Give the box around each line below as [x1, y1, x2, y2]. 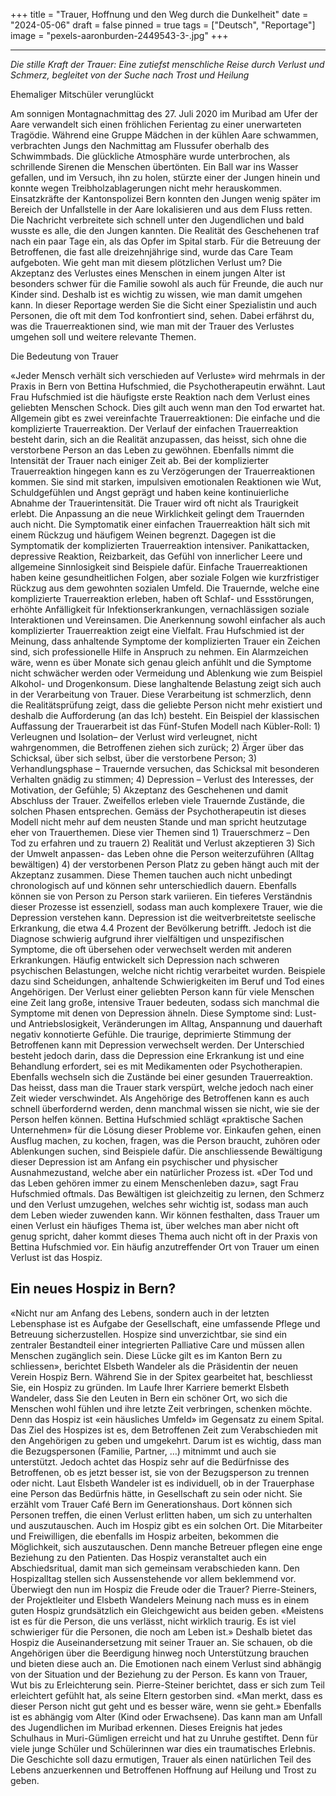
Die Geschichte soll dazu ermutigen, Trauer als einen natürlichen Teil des [10, 1753, 312, 1765]
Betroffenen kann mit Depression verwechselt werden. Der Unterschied [10, 1039, 305, 1051]
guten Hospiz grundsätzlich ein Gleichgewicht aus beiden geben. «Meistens [10, 1604, 324, 1616]
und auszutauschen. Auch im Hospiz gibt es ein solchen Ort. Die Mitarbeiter [10, 1519, 323, 1531]
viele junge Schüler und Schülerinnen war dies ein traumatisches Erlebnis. [10, 1742, 316, 1754]
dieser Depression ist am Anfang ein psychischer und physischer [10, 1156, 279, 1168]
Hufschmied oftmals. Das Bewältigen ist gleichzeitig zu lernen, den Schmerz [10, 1188, 325, 1199]
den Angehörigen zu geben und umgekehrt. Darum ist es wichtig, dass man [10, 1434, 322, 1446]
